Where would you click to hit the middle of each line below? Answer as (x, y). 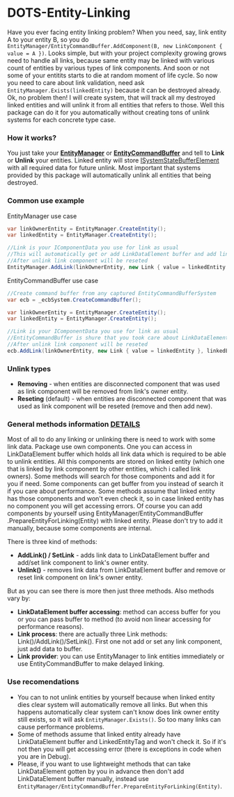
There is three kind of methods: (52, 542)
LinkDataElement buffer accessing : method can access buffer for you (119, 612)
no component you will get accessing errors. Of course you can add (105, 506)
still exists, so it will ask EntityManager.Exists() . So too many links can (119, 719)
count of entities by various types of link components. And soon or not (109, 68)
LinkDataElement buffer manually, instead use (83, 778)
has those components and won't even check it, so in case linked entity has (116, 499)
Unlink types (29, 369)
